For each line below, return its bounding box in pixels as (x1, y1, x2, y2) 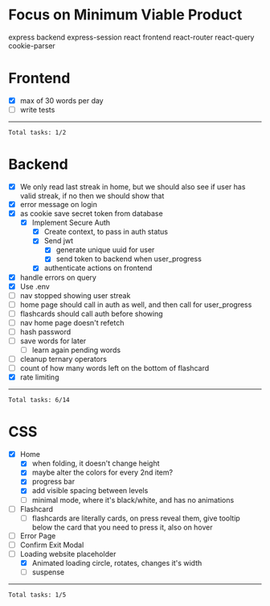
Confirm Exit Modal (19, 540, 84, 550)
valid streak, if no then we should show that (19, 191, 165, 201)
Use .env (19, 281, 50, 291)
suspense (31, 567, 65, 577)
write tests (19, 105, 55, 114)
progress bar (31, 477, 75, 487)
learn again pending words (31, 345, 121, 355)
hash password (19, 326, 72, 336)
